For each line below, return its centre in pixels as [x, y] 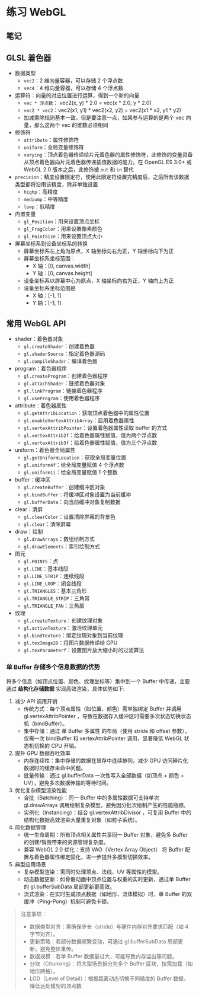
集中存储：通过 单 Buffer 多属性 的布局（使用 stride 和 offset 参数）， [107, 731]
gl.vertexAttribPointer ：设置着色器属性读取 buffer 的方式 [95, 428]
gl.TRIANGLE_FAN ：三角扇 [54, 606]
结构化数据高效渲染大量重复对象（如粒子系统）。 [82, 819]
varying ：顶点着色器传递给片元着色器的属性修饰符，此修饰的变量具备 [108, 155]
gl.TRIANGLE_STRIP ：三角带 [57, 598]
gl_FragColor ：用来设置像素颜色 [63, 229]
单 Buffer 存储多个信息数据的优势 [53, 667]
